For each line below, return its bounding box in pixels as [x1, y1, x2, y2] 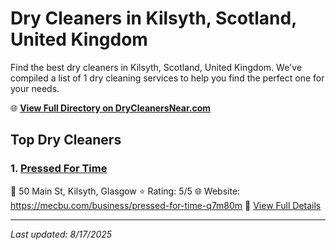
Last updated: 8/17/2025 [10, 228, 113, 240]
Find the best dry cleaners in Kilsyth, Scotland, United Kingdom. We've [10, 61, 303, 73]
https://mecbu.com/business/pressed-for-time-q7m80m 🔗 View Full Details [10, 199, 322, 211]
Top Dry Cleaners [10, 132, 122, 149]
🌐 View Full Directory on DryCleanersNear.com [10, 102, 212, 114]
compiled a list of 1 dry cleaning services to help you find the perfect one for [10, 72, 325, 84]
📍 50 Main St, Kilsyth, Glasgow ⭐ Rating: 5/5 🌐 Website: [10, 185, 241, 197]
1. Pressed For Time [10, 162, 108, 176]
